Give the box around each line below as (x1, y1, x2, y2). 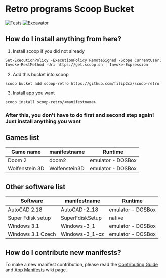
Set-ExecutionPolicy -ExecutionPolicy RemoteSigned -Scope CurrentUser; (5, 58, 162, 63)
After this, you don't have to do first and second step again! (5, 111, 154, 118)
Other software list (5, 182, 66, 191)
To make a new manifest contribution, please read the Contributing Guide (5, 262, 158, 268)
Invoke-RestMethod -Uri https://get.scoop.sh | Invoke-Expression (5, 62, 148, 67)
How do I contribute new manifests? (5, 248, 121, 257)
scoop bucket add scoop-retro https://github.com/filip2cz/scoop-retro (5, 81, 159, 86)
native (108, 214, 124, 221)
